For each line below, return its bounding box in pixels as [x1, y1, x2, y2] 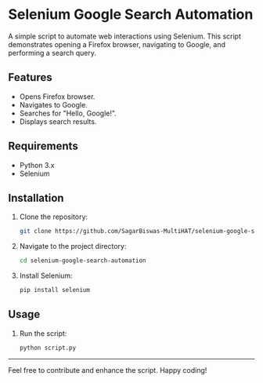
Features [8, 71, 52, 84]
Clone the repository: [19, 212, 88, 221]
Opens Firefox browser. [19, 92, 95, 101]
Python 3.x [19, 160, 55, 170]
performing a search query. [8, 48, 96, 57]
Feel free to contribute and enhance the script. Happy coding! [8, 365, 207, 374]
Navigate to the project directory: [19, 242, 127, 251]
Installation [8, 191, 64, 205]
